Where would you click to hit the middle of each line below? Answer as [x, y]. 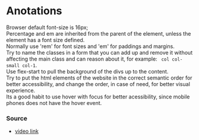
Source [17, 118]
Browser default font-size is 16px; [47, 27]
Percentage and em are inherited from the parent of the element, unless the [99, 33]
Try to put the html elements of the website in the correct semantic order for [99, 78]
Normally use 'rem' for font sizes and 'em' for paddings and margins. [91, 46]
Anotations [34, 11]
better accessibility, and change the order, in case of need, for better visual [98, 84]
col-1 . [29, 65]
